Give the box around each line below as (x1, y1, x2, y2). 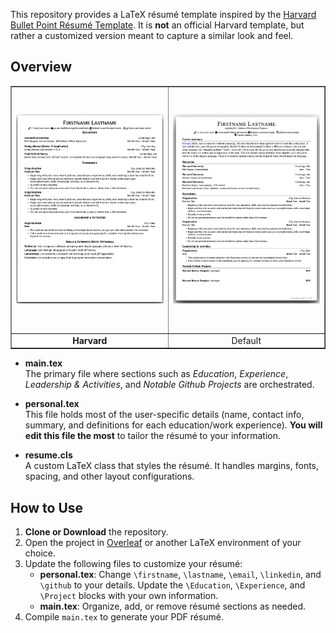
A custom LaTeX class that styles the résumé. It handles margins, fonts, (24, 460, 320, 472)
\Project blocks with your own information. (39, 590, 219, 602)
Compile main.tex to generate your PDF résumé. (24, 611, 225, 623)
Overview (10, 59, 73, 76)
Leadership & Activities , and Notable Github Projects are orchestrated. (24, 379, 315, 391)
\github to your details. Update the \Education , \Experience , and (39, 579, 306, 591)
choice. (24, 547, 57, 559)
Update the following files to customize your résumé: (24, 558, 243, 570)
